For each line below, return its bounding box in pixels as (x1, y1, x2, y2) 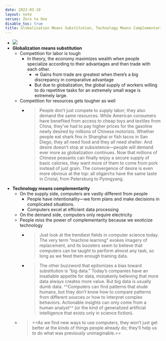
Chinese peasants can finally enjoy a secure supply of (39, 155, 150, 161)
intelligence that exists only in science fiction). (39, 310, 134, 316)
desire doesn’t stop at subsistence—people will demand (39, 144, 154, 150)
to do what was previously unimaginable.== (32, 330, 121, 336)
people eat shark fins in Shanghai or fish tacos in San (39, 134, 148, 140)
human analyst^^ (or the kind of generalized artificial (39, 305, 146, 311)
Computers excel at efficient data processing (27, 207, 119, 213)
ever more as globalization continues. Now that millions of (39, 150, 158, 156)
